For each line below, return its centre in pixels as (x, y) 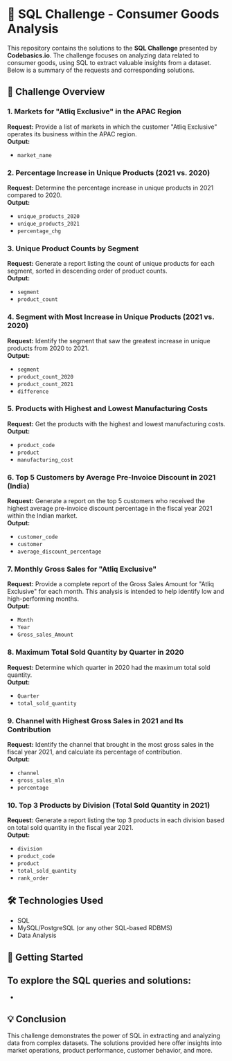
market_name (34, 155)
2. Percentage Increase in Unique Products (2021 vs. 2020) (109, 172)
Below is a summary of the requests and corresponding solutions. (101, 70)
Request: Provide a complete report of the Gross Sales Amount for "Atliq (111, 584)
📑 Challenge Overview (56, 92)
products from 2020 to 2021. (48, 348)
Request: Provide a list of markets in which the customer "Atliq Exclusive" (112, 127)
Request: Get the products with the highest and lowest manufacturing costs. (116, 424)
